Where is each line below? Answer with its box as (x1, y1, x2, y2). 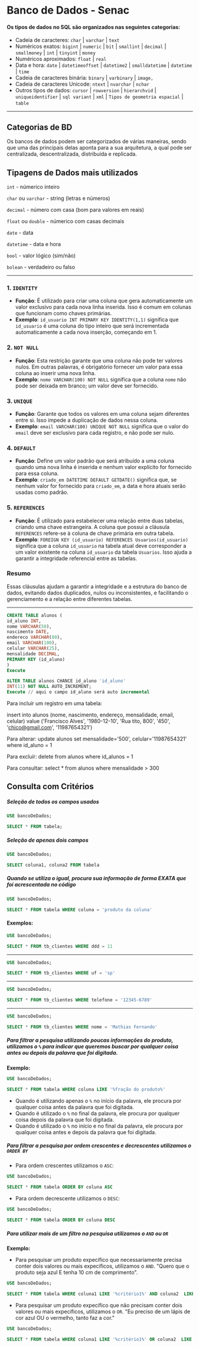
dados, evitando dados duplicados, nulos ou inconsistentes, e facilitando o (6, 589, 188, 596)
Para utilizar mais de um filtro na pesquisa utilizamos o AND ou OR (6, 1230, 169, 1237)
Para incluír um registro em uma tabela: (6, 700, 103, 707)
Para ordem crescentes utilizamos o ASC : (15, 1162, 114, 1169)
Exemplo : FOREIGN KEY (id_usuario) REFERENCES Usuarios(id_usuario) (15, 536, 188, 543)
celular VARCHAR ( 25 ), (6, 645, 60, 651)
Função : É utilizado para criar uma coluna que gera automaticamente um (15, 297, 193, 305)
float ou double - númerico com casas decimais (6, 218, 125, 225)
